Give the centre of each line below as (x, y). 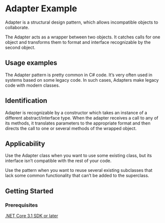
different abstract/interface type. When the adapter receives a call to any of (82, 118)
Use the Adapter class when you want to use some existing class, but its (79, 156)
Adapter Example (41, 9)
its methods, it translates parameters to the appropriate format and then (78, 123)
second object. (20, 47)
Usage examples (31, 63)
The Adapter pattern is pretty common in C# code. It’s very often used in (79, 75)
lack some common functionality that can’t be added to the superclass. (77, 176)
